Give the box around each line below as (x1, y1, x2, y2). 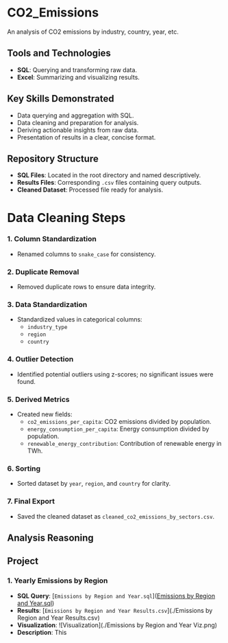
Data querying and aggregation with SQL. (16, 111, 134, 120)
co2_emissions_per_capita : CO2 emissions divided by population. (27, 418, 212, 426)
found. (16, 377, 36, 385)
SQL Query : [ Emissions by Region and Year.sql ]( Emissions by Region (16, 591, 216, 600)
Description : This (16, 628, 67, 636)
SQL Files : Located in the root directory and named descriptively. (16, 171, 201, 179)
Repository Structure (7, 153, 99, 164)
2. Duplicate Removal (7, 267, 79, 276)
